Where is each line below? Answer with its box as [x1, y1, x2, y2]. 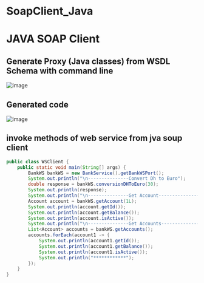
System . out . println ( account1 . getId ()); [38, 238, 140, 244]
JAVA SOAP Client [6, 32, 100, 46]
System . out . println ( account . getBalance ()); [28, 210, 140, 216]
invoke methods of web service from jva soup [6, 133, 183, 143]
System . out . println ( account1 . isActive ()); [38, 249, 148, 255]
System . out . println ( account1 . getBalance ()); [38, 243, 154, 250]
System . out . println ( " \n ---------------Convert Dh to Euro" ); [28, 176, 186, 182]
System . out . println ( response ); [28, 187, 107, 193]
